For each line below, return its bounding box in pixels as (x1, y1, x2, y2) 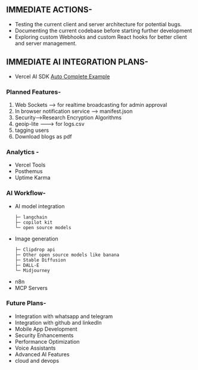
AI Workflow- (6, 189, 46, 198)
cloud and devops (14, 357, 60, 364)
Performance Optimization (14, 338, 80, 345)
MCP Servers (14, 284, 48, 291)
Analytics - (6, 147, 39, 156)
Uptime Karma (14, 174, 51, 181)
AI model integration (14, 202, 65, 209)
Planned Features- (6, 88, 61, 96)
